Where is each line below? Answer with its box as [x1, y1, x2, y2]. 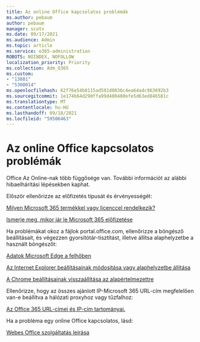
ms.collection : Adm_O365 [6, 65, 69, 71]
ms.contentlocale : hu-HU [6, 104, 69, 111]
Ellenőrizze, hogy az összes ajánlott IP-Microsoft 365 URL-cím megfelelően [6, 288, 195, 295]
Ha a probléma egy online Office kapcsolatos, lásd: [6, 317, 134, 324]
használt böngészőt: [6, 240, 57, 248]
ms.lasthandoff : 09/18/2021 [6, 110, 77, 116]
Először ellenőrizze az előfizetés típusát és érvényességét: [6, 193, 152, 200]
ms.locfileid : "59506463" [6, 115, 71, 121]
